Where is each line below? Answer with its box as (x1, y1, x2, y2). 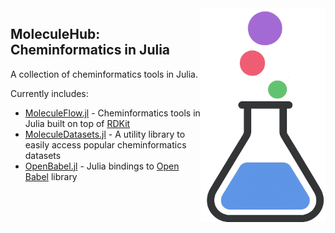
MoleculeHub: (10, 26, 101, 43)
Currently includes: (10, 87, 89, 99)
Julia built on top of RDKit (24, 117, 131, 129)
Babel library (24, 170, 78, 182)
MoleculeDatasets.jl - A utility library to (24, 128, 186, 140)
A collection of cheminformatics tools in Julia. (10, 68, 198, 80)
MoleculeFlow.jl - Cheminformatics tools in (24, 107, 201, 119)
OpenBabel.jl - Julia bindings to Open (24, 160, 180, 172)
